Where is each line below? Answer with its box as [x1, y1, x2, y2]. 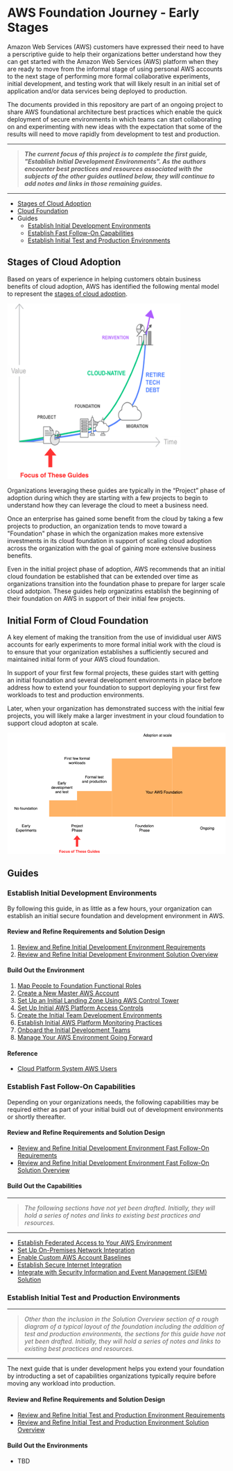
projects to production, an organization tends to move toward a [7, 522, 187, 531]
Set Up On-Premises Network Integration [17, 1246, 135, 1254]
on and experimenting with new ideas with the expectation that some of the [7, 122, 223, 131]
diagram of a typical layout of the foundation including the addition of [24, 1322, 225, 1331]
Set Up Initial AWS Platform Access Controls [17, 1004, 144, 1012]
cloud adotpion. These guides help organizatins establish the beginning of [7, 587, 219, 595]
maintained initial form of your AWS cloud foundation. [7, 655, 160, 663]
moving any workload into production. [7, 1379, 116, 1388]
